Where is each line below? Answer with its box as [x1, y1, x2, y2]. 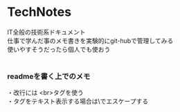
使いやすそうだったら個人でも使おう [7, 45, 111, 53]
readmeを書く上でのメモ [7, 71, 91, 81]
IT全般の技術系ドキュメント [7, 28, 86, 36]
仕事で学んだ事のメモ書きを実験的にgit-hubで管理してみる [7, 36, 174, 45]
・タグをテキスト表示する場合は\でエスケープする [7, 97, 149, 106]
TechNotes [7, 4, 71, 20]
